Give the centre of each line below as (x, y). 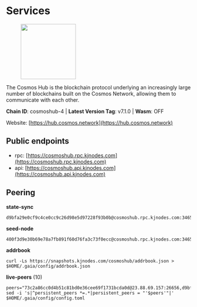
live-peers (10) (24, 277)
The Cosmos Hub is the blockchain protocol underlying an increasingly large (98, 87)
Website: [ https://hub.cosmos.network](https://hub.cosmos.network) (89, 122)
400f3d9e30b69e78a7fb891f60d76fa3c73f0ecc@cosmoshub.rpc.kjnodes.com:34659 (101, 239)
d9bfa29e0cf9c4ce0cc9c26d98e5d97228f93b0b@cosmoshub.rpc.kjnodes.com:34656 (101, 218)
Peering (21, 193)
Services (28, 11)
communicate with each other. (43, 100)
